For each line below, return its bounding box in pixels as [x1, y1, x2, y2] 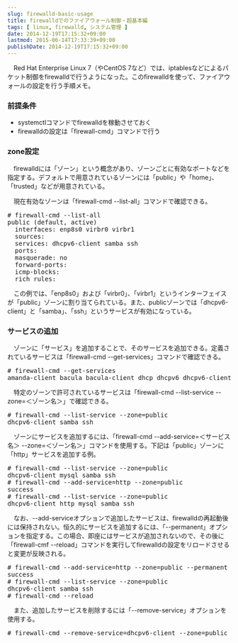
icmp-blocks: [14, 267, 60, 276]
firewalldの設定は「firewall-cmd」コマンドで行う [17, 127, 161, 135]
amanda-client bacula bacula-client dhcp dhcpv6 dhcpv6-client [7, 374, 232, 381]
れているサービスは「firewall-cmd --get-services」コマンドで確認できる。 [7, 352, 225, 361]
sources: [14, 232, 45, 240]
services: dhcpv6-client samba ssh [14, 239, 139, 247]
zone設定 [7, 147, 40, 157]
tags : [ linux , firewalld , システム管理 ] [7, 23, 128, 30]
